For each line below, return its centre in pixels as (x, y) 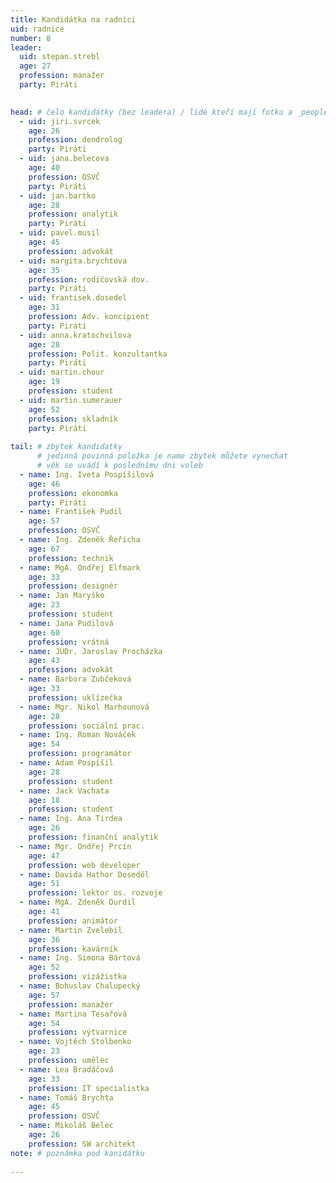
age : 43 (44, 661)
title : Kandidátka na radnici (73, 19)
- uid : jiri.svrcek (60, 121)
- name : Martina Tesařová (73, 1014)
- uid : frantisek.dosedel (73, 298)
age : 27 (35, 66)
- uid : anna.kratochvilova (75, 335)
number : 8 (31, 38)
